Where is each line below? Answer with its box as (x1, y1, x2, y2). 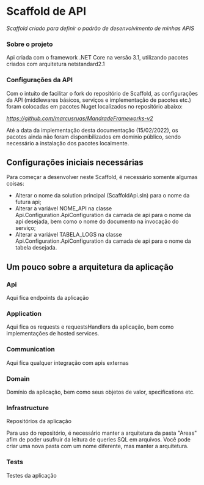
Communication (6, 345, 55, 354)
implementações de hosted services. (6, 330, 100, 337)
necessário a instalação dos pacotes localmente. (6, 139, 129, 147)
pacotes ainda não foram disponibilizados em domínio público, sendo (6, 133, 181, 140)
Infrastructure (6, 403, 49, 412)
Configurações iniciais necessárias (6, 157, 144, 167)
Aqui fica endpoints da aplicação (6, 294, 89, 302)
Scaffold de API (6, 4, 87, 18)
